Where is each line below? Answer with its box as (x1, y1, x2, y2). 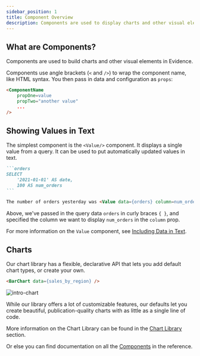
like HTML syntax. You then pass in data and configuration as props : (6, 76, 173, 83)
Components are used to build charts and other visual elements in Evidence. (6, 58, 193, 65)
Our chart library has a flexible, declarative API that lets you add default (6, 261, 182, 268)
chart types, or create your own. (6, 267, 85, 274)
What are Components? (6, 42, 96, 52)
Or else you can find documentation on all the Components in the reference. (6, 343, 193, 350)
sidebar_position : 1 (6, 8, 58, 15)
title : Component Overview (6, 14, 73, 20)
